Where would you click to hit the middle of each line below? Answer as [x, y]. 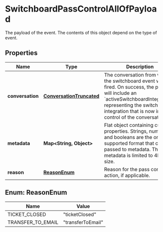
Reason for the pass [127, 169]
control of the [119, 117]
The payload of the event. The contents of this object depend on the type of [81, 32]
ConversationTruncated [71, 96]
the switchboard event [130, 81]
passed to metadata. [127, 149]
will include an [120, 93]
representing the [123, 105]
